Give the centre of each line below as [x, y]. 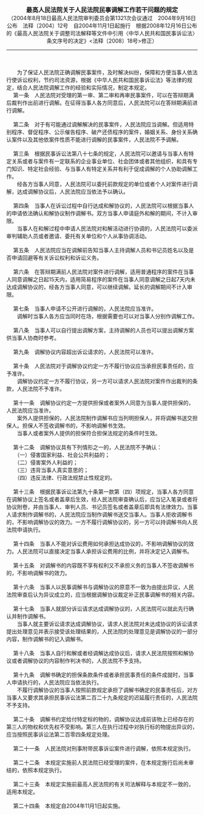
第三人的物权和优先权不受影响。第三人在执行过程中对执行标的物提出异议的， [102, 727]
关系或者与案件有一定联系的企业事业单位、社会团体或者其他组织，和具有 [102, 161]
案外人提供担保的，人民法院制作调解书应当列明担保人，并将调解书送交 [104, 418]
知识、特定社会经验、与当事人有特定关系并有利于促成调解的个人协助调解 [102, 169]
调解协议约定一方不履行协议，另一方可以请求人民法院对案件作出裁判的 [104, 381]
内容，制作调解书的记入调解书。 [46, 639]
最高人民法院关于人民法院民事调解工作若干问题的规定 [102, 10]
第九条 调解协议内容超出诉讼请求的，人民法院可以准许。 [85, 352]
